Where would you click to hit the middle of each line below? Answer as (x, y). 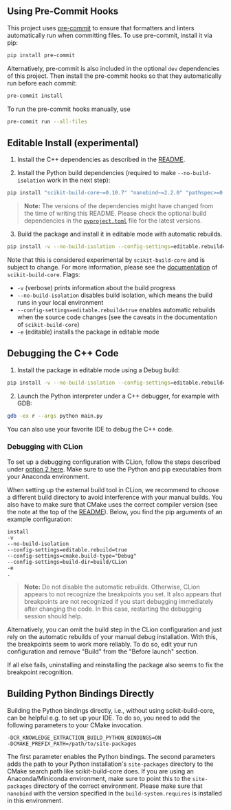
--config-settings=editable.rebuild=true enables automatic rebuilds (116, 310)
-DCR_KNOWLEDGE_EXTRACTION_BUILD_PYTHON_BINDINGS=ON (84, 738)
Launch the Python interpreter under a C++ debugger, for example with (118, 396)
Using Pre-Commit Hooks (63, 11)
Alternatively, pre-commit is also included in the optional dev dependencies (113, 68)
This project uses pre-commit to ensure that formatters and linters (101, 28)
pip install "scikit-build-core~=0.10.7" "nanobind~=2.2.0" (95, 193)
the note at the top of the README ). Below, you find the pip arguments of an (115, 512)
